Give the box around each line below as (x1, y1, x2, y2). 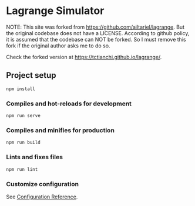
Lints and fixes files (6, 153, 63, 162)
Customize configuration (6, 180, 79, 188)
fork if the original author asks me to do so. (6, 42, 110, 49)
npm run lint (6, 166, 38, 172)
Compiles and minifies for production (6, 126, 115, 134)
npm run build (6, 139, 41, 146)
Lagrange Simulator (6, 4, 105, 18)
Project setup (6, 70, 57, 80)
